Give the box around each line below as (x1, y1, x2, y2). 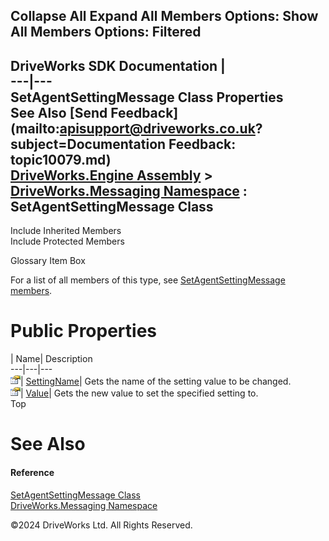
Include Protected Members (10, 235, 125, 248)
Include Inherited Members (10, 225, 122, 237)
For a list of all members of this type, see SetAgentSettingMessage (10, 274, 286, 286)
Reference (10, 466, 55, 478)
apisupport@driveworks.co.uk (59, 120, 256, 137)
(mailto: (10, 120, 60, 137)
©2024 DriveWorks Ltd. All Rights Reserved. (10, 519, 193, 531)
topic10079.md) (10, 151, 112, 168)
